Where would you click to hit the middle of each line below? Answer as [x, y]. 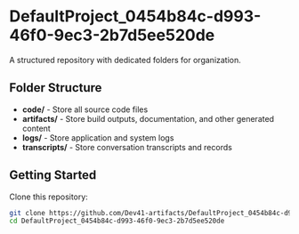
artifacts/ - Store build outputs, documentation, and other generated [148, 118]
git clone [28, 213]
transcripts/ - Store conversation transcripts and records [127, 147]
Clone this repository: [49, 197]
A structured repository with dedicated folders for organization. [125, 60]
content [36, 128]
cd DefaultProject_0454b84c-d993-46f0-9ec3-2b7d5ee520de [117, 221]
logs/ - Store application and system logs [98, 137]
